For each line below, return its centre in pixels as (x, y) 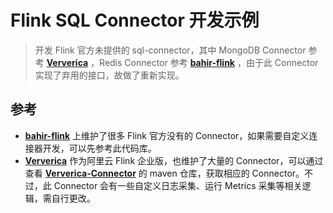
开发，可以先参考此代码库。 (99, 148)
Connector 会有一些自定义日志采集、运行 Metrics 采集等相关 (178, 185)
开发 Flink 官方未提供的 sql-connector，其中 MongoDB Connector (170, 50)
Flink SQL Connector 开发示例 (135, 20)
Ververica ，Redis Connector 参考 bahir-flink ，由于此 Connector (182, 62)
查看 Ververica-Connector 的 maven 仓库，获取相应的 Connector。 (164, 173)
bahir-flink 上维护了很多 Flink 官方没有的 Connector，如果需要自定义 (167, 135)
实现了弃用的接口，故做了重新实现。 (109, 75)
